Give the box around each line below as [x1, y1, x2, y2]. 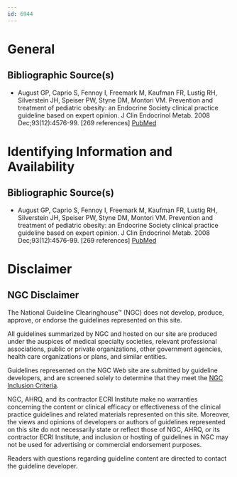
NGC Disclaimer [7, 289, 79, 301]
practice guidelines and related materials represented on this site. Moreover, [7, 410, 231, 419]
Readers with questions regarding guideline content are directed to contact [7, 454, 227, 463]
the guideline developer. [7, 461, 78, 470]
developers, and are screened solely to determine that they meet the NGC [7, 373, 224, 382]
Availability [7, 158, 75, 174]
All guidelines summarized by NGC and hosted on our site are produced [7, 329, 218, 338]
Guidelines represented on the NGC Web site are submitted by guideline [7, 366, 218, 374]
